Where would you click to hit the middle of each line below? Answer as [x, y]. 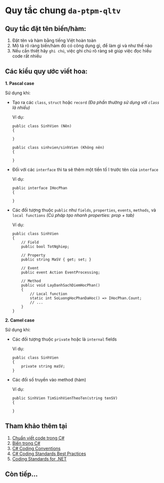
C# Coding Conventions [36, 448]
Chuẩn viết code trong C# [38, 438]
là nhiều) [21, 107]
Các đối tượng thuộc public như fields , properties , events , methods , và [84, 210]
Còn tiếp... [22, 474]
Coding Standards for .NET [39, 458]
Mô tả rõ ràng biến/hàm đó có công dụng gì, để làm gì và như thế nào [82, 46]
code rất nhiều [27, 56]
